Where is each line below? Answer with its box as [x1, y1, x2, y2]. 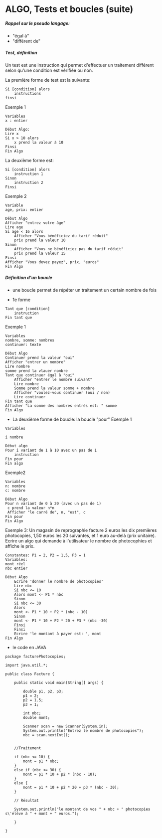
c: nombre [5, 488, 26, 493]
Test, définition [5, 49, 37, 55]
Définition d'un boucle [5, 274, 52, 280]
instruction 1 [14, 171, 43, 176]
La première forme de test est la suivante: [5, 77, 91, 83]
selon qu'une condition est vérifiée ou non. [5, 67, 93, 73]
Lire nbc [14, 583, 32, 589]
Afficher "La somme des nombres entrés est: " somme [5, 403, 117, 408]
